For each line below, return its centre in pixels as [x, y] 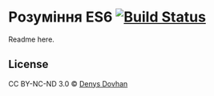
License [28, 64]
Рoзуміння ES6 [61, 17]
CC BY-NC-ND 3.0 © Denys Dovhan [68, 83]
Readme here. [31, 39]
